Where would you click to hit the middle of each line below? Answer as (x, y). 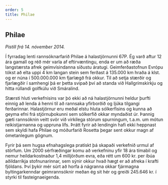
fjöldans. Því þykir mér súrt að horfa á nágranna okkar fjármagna (72, 166)
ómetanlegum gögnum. (29, 135)
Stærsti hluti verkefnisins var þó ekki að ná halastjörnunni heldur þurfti (78, 98)
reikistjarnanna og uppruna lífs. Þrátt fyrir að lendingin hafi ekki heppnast (81, 125)
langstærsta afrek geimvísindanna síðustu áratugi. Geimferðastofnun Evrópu (84, 67)
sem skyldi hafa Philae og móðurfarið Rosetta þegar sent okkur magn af (79, 130)
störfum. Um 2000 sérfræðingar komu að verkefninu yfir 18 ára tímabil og (81, 150)
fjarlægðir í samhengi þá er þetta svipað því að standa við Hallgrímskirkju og (84, 83)
